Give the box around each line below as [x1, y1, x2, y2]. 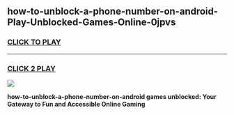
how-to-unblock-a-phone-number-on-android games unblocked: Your [7, 92, 217, 100]
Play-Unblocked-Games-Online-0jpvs [7, 17, 176, 29]
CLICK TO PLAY [7, 38, 61, 47]
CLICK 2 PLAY [7, 63, 56, 73]
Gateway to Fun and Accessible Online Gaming [7, 100, 146, 108]
